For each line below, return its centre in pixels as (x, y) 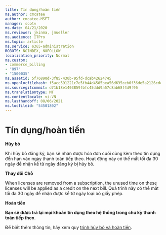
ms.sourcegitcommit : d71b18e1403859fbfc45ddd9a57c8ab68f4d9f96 (72, 87)
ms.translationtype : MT (30, 92)
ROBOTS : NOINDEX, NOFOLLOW (33, 51)
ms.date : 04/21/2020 (26, 28)
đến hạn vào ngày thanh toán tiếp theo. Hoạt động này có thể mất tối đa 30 (82, 159)
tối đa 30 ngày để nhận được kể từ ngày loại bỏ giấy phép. (64, 193)
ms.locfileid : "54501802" (32, 106)
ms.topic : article (24, 42)
